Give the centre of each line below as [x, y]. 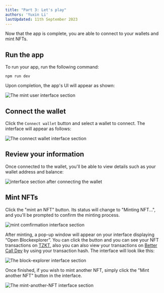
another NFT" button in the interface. [44, 275]
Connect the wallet [36, 111]
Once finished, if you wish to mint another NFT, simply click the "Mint [77, 270]
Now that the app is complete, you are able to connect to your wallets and [82, 34]
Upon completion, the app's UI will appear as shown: [60, 86]
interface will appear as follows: [38, 129]
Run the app [24, 55]
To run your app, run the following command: [52, 67]
